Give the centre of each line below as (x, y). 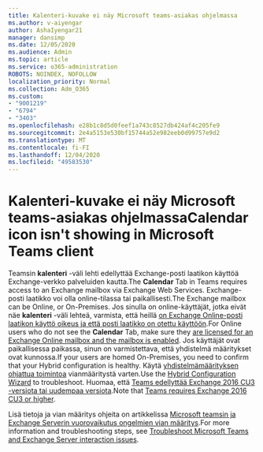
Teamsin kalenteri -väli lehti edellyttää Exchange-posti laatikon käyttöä (124, 274)
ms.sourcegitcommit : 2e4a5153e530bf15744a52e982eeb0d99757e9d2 (114, 133)
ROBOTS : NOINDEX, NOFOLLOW (52, 74)
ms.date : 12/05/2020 (42, 45)
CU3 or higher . (32, 399)
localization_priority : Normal (59, 81)
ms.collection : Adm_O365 (49, 89)
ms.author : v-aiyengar (45, 23)
